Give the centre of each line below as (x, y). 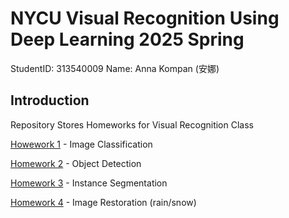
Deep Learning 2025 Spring (127, 39)
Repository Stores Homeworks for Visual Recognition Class (132, 124)
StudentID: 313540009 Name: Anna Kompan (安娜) (115, 68)
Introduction (50, 100)
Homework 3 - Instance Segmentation (89, 183)
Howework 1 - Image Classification (81, 144)
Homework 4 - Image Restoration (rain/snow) (103, 202)
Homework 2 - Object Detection (76, 163)
